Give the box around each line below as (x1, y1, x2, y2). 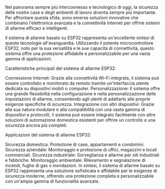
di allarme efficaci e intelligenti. (5, 25, 68, 31)
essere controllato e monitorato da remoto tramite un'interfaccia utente (5, 80, 149, 86)
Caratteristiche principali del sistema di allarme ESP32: (5, 65, 116, 71)
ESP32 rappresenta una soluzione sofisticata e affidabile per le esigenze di (5, 168, 158, 174)
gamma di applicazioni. (5, 56, 52, 61)
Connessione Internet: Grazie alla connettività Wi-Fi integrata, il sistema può (5, 75, 160, 81)
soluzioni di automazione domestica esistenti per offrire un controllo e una (5, 117, 156, 123)
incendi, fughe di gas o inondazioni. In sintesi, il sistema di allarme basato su (5, 163, 160, 168)
